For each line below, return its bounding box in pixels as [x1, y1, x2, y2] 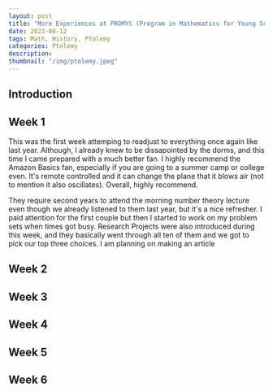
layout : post [8, 11, 53, 20]
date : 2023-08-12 [8, 27, 67, 35]
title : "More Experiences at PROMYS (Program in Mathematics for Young [8, 20, 256, 28]
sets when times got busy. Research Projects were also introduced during [8, 221, 255, 232]
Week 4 [8, 318, 49, 332]
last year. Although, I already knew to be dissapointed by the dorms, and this [8, 146, 265, 155]
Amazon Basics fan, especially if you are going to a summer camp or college [8, 163, 265, 172]
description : [8, 50, 53, 58]
